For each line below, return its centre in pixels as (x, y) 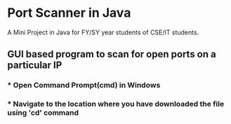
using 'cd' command (43, 113)
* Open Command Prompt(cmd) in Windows (84, 85)
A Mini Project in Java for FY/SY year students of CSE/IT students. (103, 32)
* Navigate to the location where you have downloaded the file (116, 104)
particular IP (35, 66)
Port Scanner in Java (69, 13)
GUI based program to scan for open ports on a (112, 54)
